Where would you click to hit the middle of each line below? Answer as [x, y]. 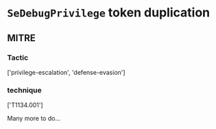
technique [25, 90]
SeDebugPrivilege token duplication [109, 13]
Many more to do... [34, 119]
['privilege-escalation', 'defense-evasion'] [66, 72]
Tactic [18, 58]
